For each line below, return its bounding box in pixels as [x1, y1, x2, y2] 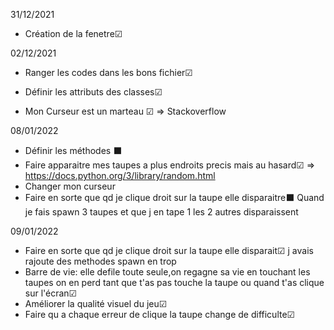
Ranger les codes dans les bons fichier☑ [24, 67, 193, 78]
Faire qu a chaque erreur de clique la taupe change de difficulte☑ [24, 309, 296, 320]
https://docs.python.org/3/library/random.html [24, 170, 216, 181]
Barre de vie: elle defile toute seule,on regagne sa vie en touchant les [24, 266, 311, 278]
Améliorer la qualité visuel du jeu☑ [24, 298, 168, 309]
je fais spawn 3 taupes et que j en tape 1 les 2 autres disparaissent [24, 206, 299, 218]
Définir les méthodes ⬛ [24, 145, 123, 156]
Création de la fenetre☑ [24, 28, 123, 39]
